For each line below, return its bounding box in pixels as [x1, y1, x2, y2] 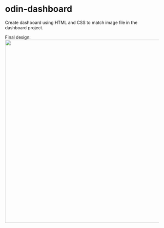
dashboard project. [5, 24, 43, 30]
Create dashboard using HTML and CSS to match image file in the [5, 20, 138, 25]
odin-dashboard [5, 3, 72, 15]
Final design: [5, 34, 31, 40]
